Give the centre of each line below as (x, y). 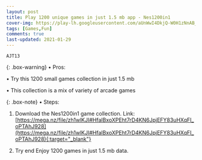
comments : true (25, 34)
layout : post (23, 12)
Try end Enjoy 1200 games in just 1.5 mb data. (72, 151)
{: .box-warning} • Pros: (36, 67)
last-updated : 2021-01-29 (38, 40)
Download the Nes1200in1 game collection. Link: (75, 114)
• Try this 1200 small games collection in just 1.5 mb (70, 79)
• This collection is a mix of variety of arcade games (71, 90)
